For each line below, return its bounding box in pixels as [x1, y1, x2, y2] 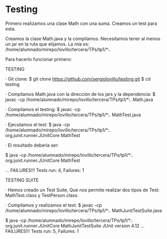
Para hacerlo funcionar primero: [5, 56, 72, 62]
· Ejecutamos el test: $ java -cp [5, 121, 70, 127]
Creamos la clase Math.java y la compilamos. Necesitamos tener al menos [5, 36, 161, 42]
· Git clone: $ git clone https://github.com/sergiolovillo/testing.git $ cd [5, 76, 151, 82]
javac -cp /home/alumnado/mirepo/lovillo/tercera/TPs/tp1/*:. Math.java [5, 96, 153, 103]
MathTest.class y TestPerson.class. [5, 192, 79, 198]
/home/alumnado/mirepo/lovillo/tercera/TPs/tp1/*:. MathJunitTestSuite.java [5, 207, 162, 214]
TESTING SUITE [5, 177, 39, 183]
